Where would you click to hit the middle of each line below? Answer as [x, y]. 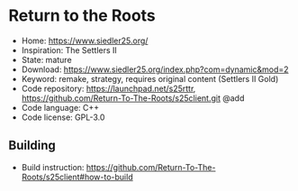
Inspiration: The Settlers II [69, 50]
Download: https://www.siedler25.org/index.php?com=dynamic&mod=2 [155, 69]
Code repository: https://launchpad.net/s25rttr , [108, 88]
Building [32, 146]
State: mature [47, 59]
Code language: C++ [60, 107]
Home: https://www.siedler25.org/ [85, 41]
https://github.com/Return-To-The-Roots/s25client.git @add [133, 98]
